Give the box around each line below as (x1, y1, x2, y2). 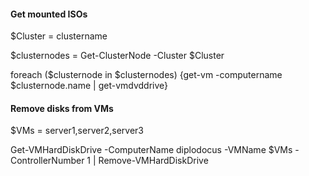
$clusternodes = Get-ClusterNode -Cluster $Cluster (10, 50, 225, 62)
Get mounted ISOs (10, 8, 88, 20)
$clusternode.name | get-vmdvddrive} (10, 80, 169, 92)
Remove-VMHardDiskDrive (98, 155, 209, 167)
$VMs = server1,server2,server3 (10, 125, 144, 137)
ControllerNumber (10, 155, 85, 167)
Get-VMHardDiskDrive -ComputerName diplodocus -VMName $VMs (10, 144, 293, 156)
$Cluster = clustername (10, 30, 108, 42)
